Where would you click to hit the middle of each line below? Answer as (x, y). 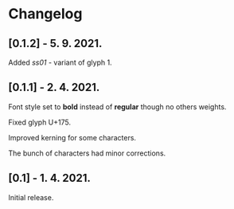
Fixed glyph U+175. (40, 122)
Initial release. (31, 197)
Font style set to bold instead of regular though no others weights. (117, 106)
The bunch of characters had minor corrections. (87, 153)
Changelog (45, 14)
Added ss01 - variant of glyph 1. (60, 62)
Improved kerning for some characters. (72, 137)
